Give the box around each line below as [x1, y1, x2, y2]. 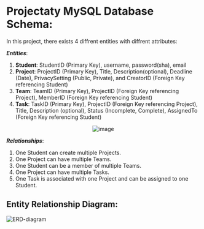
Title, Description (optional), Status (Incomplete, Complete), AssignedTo [15, 107, 198, 114]
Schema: [6, 17, 53, 31]
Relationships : [6, 137, 44, 145]
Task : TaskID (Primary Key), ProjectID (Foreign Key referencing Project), [15, 100, 198, 108]
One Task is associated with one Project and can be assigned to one [15, 175, 189, 182]
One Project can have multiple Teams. [15, 155, 112, 163]
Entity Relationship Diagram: [6, 199, 118, 209]
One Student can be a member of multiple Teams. [15, 162, 142, 169]
